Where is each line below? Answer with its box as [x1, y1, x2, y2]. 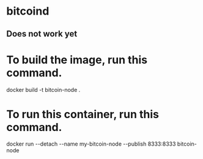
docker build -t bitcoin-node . [6, 86, 81, 93]
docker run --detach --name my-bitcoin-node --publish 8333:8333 [6, 140, 176, 147]
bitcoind [6, 4, 50, 18]
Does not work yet [6, 29, 78, 39]
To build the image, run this [6, 53, 148, 66]
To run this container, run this [6, 107, 159, 121]
